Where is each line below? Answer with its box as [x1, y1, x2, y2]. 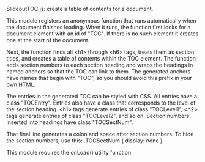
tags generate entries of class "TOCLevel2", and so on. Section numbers [6, 112, 190, 119]
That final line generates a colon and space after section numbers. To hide [6, 131, 194, 138]
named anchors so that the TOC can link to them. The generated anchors [6, 68, 191, 75]
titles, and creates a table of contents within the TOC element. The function [6, 55, 196, 62]
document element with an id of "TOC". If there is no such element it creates [6, 30, 199, 37]
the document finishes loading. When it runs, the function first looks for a [6, 24, 191, 31]
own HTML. [6, 81, 35, 88]
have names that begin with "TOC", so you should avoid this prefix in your [6, 75, 193, 81]
